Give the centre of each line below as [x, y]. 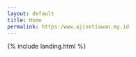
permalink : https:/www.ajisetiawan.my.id [68, 26]
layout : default [31, 14]
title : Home [24, 20]
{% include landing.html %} [47, 47]
